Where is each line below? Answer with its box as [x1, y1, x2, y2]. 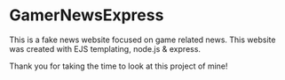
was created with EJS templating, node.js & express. [9, 43, 202, 54]
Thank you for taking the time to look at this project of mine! [9, 61, 228, 71]
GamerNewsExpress [9, 5, 164, 25]
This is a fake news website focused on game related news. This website [9, 34, 276, 45]
